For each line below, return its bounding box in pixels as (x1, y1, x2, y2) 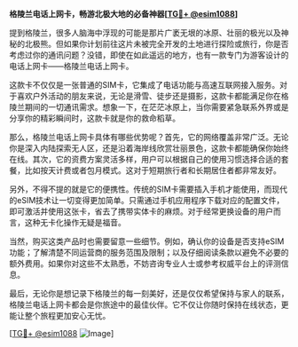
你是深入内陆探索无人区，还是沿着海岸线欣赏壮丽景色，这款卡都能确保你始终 (9, 143, 289, 154)
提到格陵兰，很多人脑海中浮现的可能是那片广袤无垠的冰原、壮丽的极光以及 (9, 28, 281, 38)
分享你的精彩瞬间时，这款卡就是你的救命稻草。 (9, 113, 180, 123)
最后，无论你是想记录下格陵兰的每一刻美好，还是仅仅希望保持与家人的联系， (9, 288, 289, 298)
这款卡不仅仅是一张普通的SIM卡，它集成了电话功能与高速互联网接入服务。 (9, 80, 280, 90)
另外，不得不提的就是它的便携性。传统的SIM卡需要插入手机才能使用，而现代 (9, 184, 288, 194)
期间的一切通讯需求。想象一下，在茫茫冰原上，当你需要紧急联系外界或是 (24, 102, 289, 112)
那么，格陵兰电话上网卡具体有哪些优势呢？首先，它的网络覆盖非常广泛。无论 (9, 132, 289, 142)
